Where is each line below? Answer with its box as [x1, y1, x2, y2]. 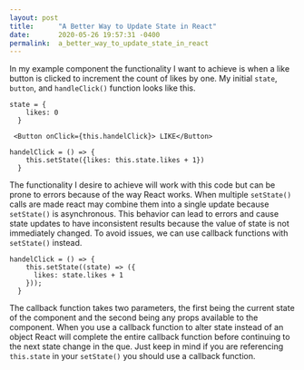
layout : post [9, 13, 59, 23]
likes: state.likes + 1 [33, 271, 124, 280]
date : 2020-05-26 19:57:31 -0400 [9, 30, 161, 39]
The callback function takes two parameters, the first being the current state [9, 303, 295, 314]
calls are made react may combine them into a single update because [9, 199, 270, 209]
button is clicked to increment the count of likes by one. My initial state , [9, 73, 278, 84]
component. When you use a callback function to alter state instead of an [9, 322, 284, 333]
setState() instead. [9, 238, 83, 248]
